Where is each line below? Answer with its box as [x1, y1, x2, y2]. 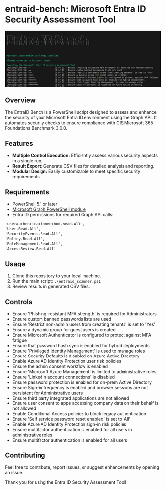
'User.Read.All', [5, 226, 41, 231]
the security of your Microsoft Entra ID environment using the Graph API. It [5, 115, 157, 121]
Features [5, 139, 33, 148]
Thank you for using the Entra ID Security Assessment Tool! [5, 479, 127, 485]
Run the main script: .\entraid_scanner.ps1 [12, 278, 101, 284]
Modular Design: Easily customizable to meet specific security [12, 168, 141, 174]
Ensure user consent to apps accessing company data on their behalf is [12, 400, 159, 406]
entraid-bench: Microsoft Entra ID [5, 3, 147, 15]
